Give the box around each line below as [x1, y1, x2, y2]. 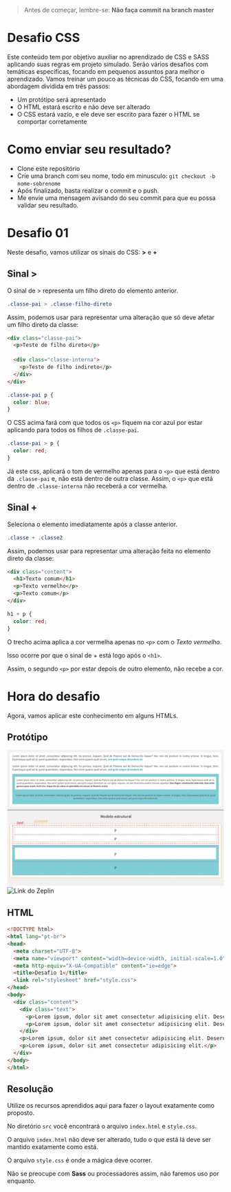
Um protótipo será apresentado [16, 95, 107, 103]
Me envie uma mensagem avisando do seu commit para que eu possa [16, 193, 216, 202]
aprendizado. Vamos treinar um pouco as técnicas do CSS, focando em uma [7, 74, 223, 83]
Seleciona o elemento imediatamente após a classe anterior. [7, 520, 177, 528]
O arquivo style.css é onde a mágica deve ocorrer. [7, 1156, 153, 1164]
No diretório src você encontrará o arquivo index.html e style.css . [7, 1122, 197, 1131]
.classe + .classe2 [7, 534, 63, 541]
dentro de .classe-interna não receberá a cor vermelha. [7, 481, 168, 490]
